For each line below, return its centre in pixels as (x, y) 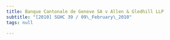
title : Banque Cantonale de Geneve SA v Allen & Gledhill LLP (85, 11)
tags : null (20, 22)
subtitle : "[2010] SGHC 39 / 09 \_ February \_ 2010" (69, 17)
